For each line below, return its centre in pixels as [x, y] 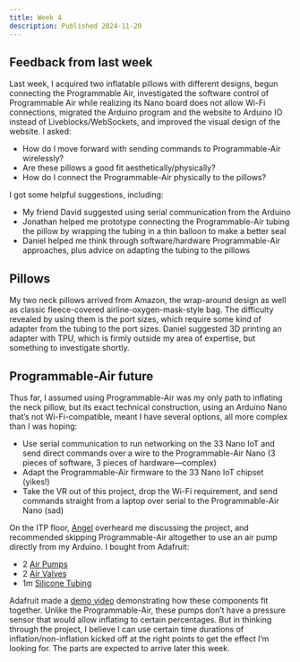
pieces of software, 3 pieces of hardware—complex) [119, 462]
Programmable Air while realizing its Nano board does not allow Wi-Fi [137, 103]
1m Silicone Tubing [57, 583]
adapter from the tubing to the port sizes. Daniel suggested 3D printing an [146, 329]
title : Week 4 [36, 17]
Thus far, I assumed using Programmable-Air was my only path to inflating [146, 397]
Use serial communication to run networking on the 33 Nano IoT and [148, 443]
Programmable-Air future [81, 376]
